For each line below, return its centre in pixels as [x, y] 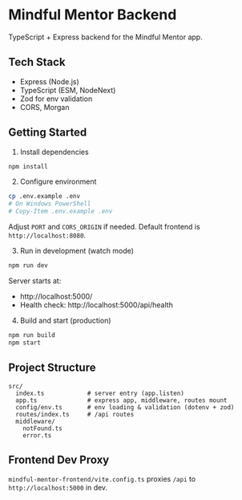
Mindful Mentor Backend [93, 15]
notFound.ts [42, 428]
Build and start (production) [65, 320]
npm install [28, 166]
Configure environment [58, 181]
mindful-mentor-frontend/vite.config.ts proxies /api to [102, 479]
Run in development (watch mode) [77, 251]
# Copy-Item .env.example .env [60, 211]
